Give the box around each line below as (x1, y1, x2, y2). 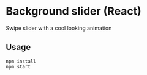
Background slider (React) (6, 4, 141, 18)
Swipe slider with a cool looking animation (6, 24, 112, 32)
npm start (6, 63, 31, 70)
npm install (6, 58, 36, 65)
